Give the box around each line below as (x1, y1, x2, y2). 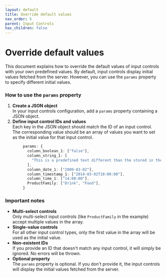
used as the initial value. (12, 235, 62, 241)
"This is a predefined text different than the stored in (31, 158, 154, 163)
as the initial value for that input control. (12, 134, 93, 140)
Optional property (12, 256, 50, 262)
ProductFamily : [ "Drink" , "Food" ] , (27, 181, 100, 186)
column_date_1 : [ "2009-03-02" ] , (27, 167, 94, 172)
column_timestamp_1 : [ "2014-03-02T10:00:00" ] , (27, 171, 125, 176)
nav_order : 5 (5, 16, 32, 21)
